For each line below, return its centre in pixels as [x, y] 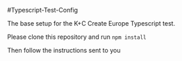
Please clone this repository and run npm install [77, 37]
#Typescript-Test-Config [43, 10]
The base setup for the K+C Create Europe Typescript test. [91, 23]
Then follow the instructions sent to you [64, 50]
